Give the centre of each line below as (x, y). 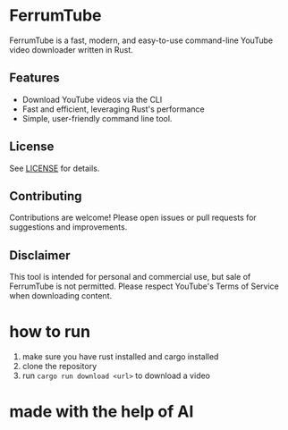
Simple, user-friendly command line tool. (97, 118)
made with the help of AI (102, 412)
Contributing (46, 196)
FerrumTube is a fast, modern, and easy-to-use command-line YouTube (141, 40)
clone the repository (59, 367)
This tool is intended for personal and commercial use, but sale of (130, 277)
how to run (50, 332)
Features (34, 78)
